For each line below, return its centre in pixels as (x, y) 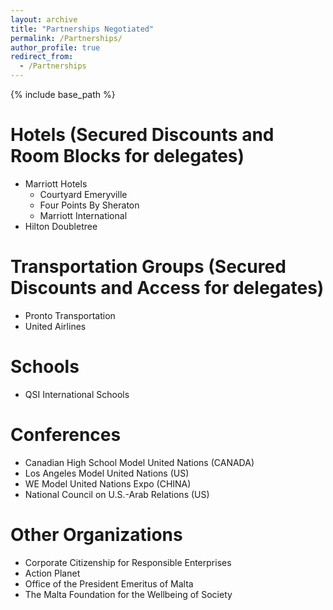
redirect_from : (42, 57)
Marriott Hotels (56, 183)
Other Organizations (96, 534)
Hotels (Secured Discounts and (142, 135)
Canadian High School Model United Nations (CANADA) (139, 462)
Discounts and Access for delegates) (167, 288)
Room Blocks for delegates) (127, 156)
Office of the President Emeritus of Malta (109, 583)
